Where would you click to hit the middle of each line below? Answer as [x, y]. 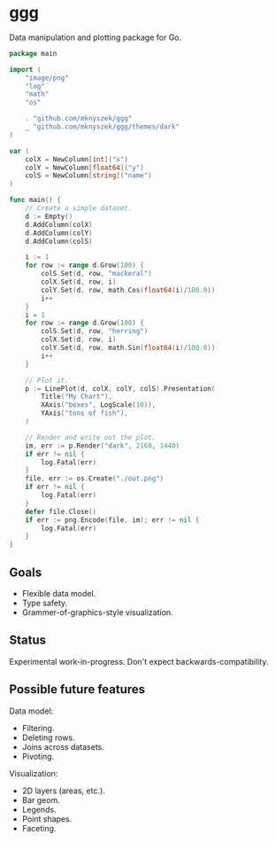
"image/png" [47, 78]
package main [33, 53]
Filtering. [38, 728]
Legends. [39, 809]
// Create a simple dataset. [79, 208]
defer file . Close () [61, 511]
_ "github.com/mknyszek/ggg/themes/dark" [102, 127]
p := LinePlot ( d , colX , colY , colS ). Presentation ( [120, 388]
